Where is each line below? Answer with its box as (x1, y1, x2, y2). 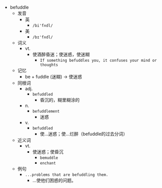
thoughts (40, 62, 59, 67)
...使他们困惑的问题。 (32, 177, 76, 183)
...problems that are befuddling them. (25, 172, 109, 177)
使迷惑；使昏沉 (32, 149, 64, 155)
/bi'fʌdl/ (32, 23, 53, 28)
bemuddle (40, 155, 59, 160)
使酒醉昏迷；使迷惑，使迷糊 (32, 51, 90, 57)
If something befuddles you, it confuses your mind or (40, 58, 157, 63)
